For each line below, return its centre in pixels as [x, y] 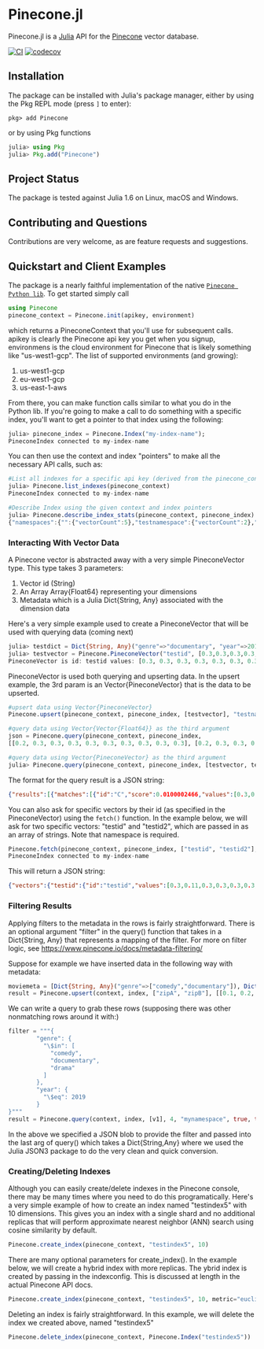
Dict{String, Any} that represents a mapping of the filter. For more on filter [128, 940]
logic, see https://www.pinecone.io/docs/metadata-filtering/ [105, 948]
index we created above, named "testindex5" [81, 1322]
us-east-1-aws [43, 387]
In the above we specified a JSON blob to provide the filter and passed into [130, 1134]
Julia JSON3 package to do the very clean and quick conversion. [113, 1151]
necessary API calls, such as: [56, 464]
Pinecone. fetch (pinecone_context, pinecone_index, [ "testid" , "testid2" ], [133, 849]
